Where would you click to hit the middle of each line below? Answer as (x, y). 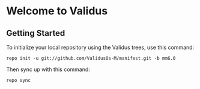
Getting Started (36, 33)
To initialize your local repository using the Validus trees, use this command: (100, 47)
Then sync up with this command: (48, 69)
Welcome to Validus (57, 11)
